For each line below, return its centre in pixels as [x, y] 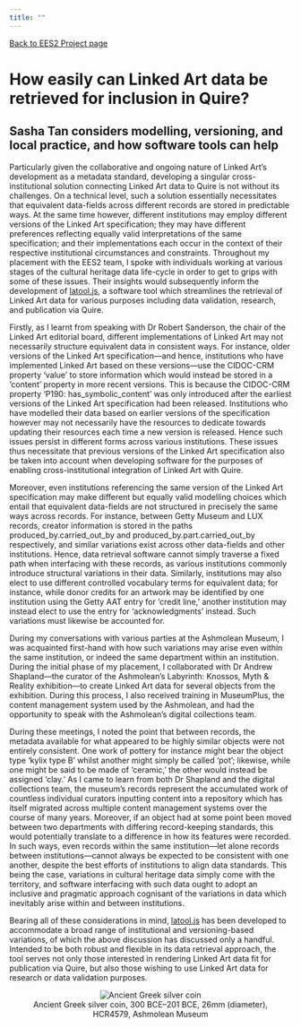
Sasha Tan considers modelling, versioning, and [146, 131]
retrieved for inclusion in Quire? [129, 98]
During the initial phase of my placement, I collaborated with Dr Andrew [141, 666]
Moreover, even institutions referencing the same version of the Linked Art [146, 487]
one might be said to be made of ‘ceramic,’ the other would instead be [138, 769]
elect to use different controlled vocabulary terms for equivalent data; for [144, 583]
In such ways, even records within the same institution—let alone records [144, 846]
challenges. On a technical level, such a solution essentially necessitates [143, 195]
